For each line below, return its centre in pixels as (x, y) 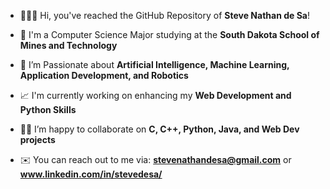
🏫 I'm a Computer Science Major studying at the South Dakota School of (169, 34)
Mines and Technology (68, 45)
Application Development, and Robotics (104, 75)
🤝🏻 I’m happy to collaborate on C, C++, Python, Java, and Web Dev (159, 129)
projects (37, 139)
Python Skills (48, 109)
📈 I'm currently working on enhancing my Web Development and (155, 95)
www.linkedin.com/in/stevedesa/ (91, 174)
